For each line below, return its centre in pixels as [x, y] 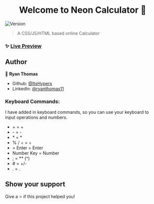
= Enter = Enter [28, 148]
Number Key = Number [36, 153]
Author [16, 62]
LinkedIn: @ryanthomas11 [38, 89]
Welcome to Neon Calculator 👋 [83, 10]
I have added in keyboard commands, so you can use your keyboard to [77, 112]
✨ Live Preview [23, 46]
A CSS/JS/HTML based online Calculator [58, 33]
